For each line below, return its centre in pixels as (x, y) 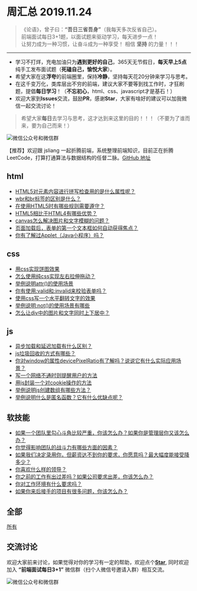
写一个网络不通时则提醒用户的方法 (56, 376)
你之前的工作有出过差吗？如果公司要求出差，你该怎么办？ (84, 477)
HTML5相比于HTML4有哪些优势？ (56, 213)
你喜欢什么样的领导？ (41, 469)
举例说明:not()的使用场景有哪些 (52, 305)
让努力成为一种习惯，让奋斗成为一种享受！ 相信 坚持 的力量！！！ (100, 44)
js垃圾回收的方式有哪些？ (45, 353)
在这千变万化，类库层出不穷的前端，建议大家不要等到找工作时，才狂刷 (100, 84)
